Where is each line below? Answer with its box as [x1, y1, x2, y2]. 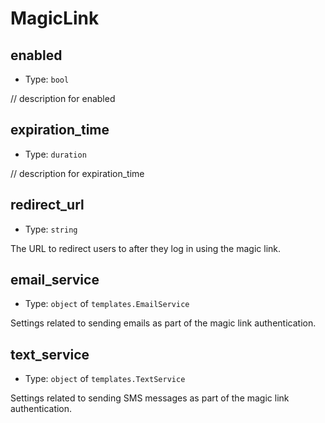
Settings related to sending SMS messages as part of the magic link [10, 392, 290, 404]
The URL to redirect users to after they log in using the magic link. [10, 242, 282, 254]
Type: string [24, 223, 78, 235]
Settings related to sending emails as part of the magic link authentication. [10, 317, 317, 329]
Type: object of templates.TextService [24, 373, 186, 385]
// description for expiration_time [10, 167, 145, 179]
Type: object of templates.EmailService [24, 298, 190, 310]
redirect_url [10, 197, 85, 214]
